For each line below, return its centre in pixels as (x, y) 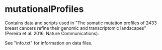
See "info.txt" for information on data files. (49, 43)
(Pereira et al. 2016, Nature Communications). (52, 33)
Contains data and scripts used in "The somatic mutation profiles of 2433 (81, 23)
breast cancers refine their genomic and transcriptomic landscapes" (75, 28)
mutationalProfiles (44, 9)
